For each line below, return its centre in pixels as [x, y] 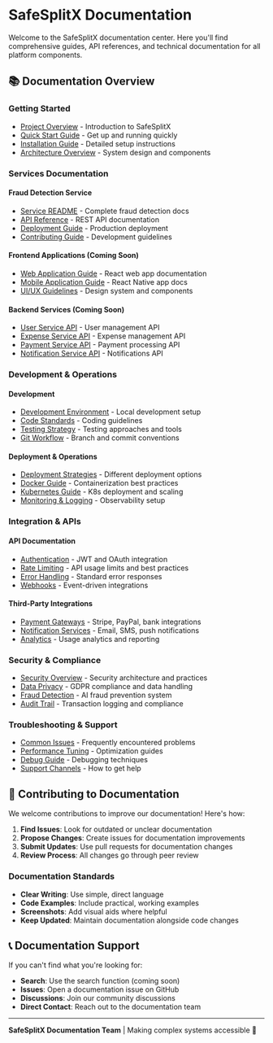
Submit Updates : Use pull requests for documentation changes [126, 847]
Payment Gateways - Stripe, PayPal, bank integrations [110, 622]
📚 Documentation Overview [82, 82]
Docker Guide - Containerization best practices [99, 483]
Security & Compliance [55, 660]
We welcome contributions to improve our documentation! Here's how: [127, 814]
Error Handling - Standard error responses [91, 576]
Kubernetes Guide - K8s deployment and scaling [102, 492]
